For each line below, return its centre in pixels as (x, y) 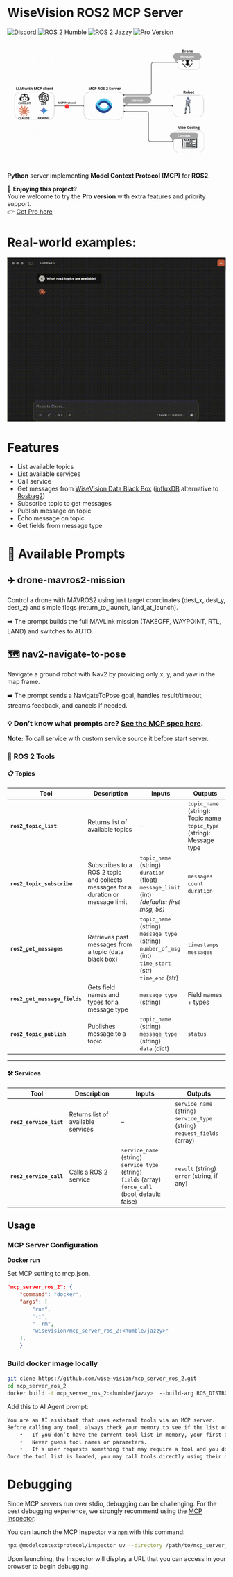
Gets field (102, 987)
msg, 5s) (152, 909)
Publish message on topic (54, 511)
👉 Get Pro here (30, 212)
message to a (107, 1034)
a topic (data (106, 952)
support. (19, 204)
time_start (155, 963)
